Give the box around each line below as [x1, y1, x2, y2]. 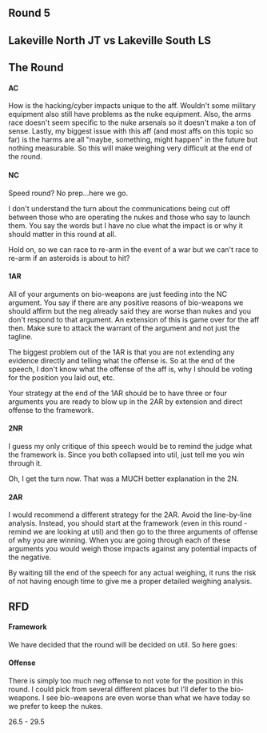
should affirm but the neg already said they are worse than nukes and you [8, 306, 252, 315]
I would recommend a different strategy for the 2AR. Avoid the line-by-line [8, 510, 252, 519]
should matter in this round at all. [8, 229, 117, 238]
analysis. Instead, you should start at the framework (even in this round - [8, 519, 248, 528]
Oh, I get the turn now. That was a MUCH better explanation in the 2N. [8, 474, 239, 483]
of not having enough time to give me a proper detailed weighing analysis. [8, 576, 253, 587]
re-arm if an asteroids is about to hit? [8, 253, 130, 262]
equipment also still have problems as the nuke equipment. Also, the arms [8, 110, 252, 119]
